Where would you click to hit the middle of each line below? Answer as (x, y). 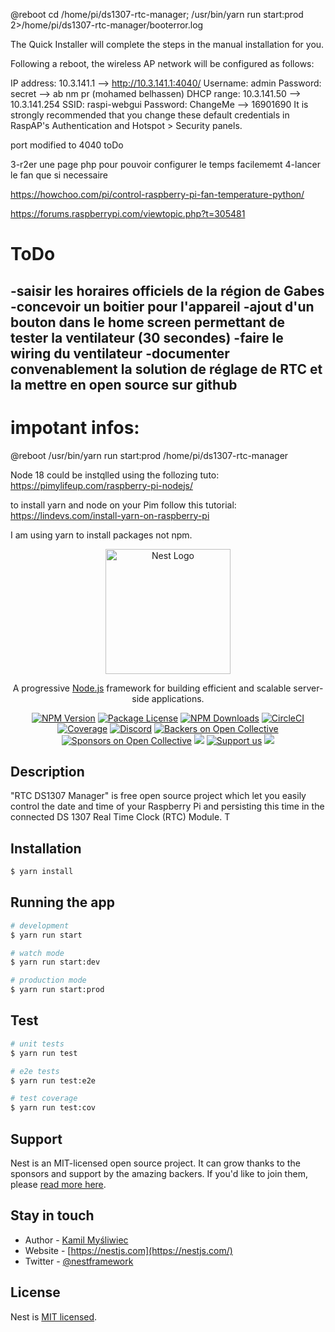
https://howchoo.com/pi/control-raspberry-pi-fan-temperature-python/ (157, 194)
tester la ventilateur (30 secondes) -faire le (147, 337)
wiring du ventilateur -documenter (120, 353)
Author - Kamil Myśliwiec (76, 1240)
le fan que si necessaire (59, 175)
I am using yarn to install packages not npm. (101, 535)
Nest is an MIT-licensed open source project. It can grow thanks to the (155, 1163)
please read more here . (58, 1184)
